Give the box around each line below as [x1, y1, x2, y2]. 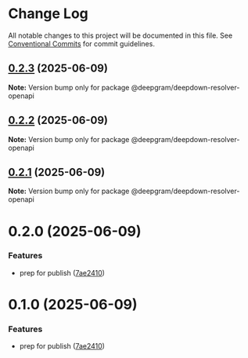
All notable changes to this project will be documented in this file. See [8, 31, 233, 40]
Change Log [8, 5, 88, 23]
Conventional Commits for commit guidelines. [8, 38, 155, 48]
